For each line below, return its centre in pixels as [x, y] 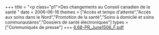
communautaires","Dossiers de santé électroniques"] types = [67, 22]
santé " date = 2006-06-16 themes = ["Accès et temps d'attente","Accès [78, 12]
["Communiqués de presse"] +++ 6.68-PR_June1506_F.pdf [64, 27]
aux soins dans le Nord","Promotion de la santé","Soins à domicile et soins [79, 17]
